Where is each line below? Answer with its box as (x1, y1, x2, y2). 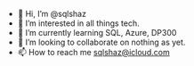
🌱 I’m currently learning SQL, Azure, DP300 (17, 28, 177, 37)
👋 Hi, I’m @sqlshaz (17, 9, 87, 19)
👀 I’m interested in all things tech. (17, 18, 140, 29)
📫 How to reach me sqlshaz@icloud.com (17, 47, 171, 57)
